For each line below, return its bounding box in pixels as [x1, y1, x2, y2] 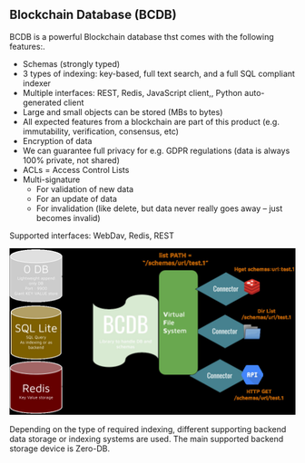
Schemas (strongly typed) [22, 58, 121, 69]
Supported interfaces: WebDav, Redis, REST [9, 230, 174, 241]
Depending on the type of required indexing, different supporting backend [9, 424, 287, 435]
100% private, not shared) [22, 154, 121, 166]
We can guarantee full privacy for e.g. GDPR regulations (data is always [22, 145, 290, 156]
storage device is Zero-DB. [9, 443, 111, 454]
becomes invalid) [35, 212, 102, 223]
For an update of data [35, 193, 118, 204]
